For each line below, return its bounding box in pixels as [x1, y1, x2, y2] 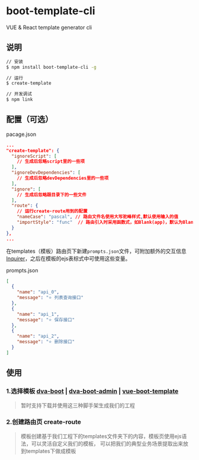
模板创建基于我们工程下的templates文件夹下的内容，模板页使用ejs [20, 432, 182, 440]
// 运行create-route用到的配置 [17, 208, 88, 214]
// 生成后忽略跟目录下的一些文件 [17, 192, 87, 198]
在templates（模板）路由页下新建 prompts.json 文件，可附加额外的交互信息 [6, 248, 187, 255]
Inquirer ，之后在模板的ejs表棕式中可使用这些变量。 [6, 255, 131, 262]
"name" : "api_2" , [17, 334, 60, 340]
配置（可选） [6, 115, 53, 125]
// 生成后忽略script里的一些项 [17, 158, 85, 164]
